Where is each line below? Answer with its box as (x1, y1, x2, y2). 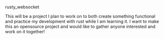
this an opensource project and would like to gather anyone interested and (5, 24, 156, 29)
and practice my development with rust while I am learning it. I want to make (5, 19, 160, 24)
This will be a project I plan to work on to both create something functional (5, 13, 156, 19)
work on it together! (5, 29, 45, 34)
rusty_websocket (5, 4, 39, 10)
